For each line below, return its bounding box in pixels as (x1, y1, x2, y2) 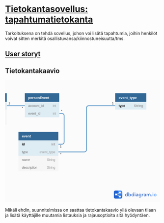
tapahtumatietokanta (5, 14, 93, 25)
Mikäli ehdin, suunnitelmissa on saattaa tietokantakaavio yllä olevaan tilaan (5, 207, 156, 213)
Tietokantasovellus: (5, 3, 88, 15)
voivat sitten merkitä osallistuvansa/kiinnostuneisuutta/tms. (5, 36, 125, 41)
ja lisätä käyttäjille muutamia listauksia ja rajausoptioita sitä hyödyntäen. (5, 212, 150, 218)
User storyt (5, 50, 41, 58)
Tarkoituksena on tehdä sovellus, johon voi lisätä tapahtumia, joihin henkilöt (5, 30, 158, 36)
